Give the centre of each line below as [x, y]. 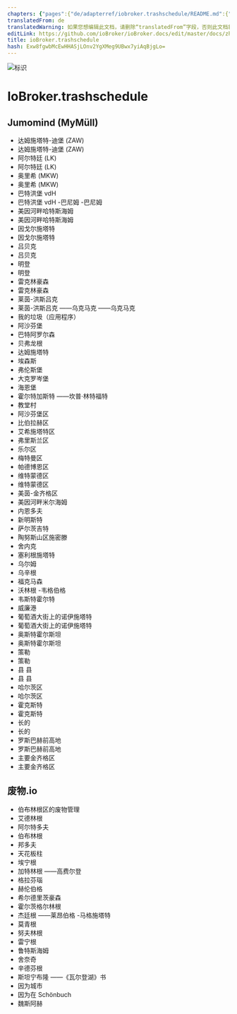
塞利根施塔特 [36, 555]
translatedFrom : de [36, 20]
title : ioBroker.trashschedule [53, 40]
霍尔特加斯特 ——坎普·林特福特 [62, 396]
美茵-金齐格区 [38, 493]
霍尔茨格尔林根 [39, 906]
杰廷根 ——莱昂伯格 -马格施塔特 [64, 915]
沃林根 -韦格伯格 [42, 590]
